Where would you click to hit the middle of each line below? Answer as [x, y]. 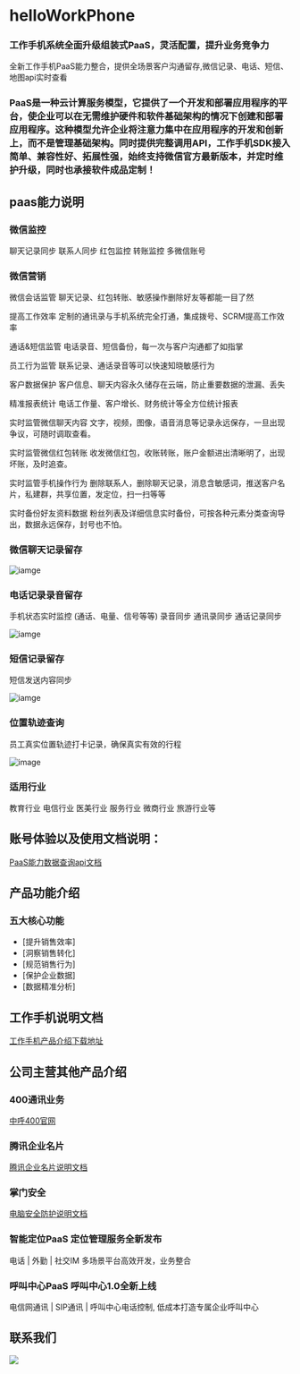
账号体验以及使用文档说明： [86, 839]
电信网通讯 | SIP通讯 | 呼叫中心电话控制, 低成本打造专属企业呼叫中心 [134, 1307]
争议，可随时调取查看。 [52, 434]
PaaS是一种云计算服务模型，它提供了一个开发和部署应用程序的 [144, 103]
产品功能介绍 [45, 893]
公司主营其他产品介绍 [68, 1072]
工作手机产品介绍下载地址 [56, 1041]
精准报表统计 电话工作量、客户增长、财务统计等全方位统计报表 [124, 404]
